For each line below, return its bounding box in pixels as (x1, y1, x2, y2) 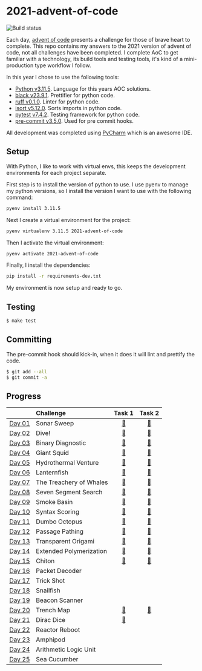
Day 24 (9, 646, 30, 654)
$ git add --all (6, 368, 47, 375)
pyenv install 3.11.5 (6, 205, 61, 211)
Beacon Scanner (36, 596, 83, 604)
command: (6, 194, 33, 201)
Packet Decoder (36, 567, 82, 575)
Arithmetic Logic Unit (36, 646, 96, 654)
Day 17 (9, 577, 30, 585)
